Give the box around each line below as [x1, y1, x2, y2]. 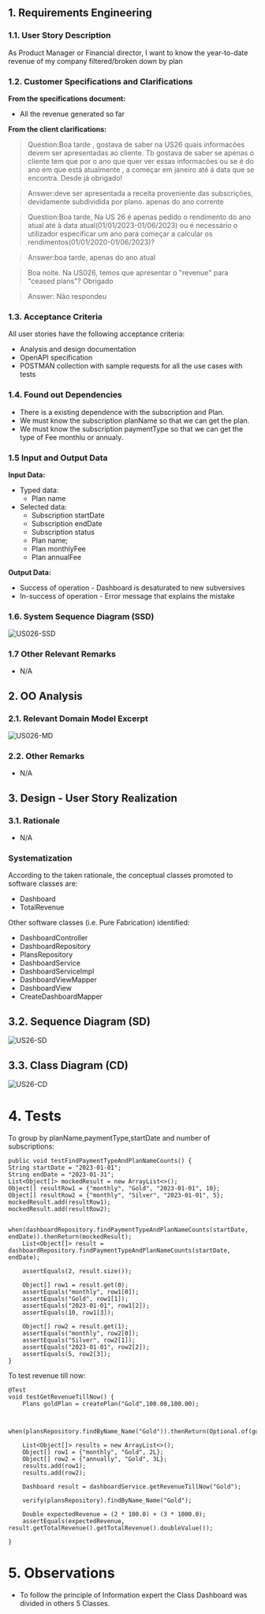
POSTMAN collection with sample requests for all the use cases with [19, 361, 243, 371]
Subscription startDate [31, 510, 105, 520]
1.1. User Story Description [8, 30, 112, 41]
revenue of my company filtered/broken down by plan [8, 56, 183, 65]
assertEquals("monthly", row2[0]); [22, 1329, 140, 1337]
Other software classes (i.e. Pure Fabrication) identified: [8, 918, 190, 928]
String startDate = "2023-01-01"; [8, 1164, 122, 1171]
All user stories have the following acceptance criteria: [8, 329, 185, 338]
